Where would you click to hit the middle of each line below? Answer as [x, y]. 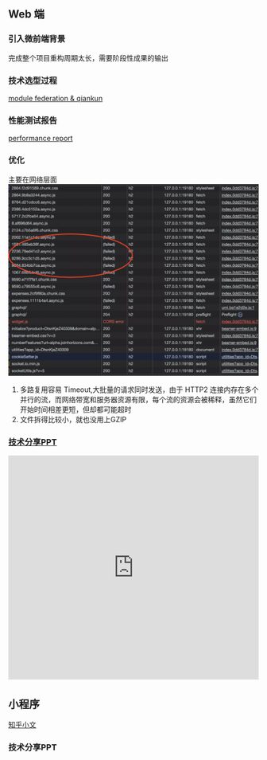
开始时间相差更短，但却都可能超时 [75, 409]
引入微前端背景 [37, 39]
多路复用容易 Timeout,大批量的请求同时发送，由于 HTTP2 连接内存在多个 [139, 390]
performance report [41, 139]
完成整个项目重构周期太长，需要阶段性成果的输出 [88, 57]
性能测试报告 [33, 120]
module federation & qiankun [56, 98]
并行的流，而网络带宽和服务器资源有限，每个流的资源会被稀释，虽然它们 [138, 399]
